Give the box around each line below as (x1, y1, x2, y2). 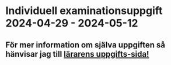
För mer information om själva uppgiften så (5, 40, 166, 50)
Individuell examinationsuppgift (5, 4, 163, 18)
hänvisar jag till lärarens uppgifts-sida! (5, 49, 149, 59)
